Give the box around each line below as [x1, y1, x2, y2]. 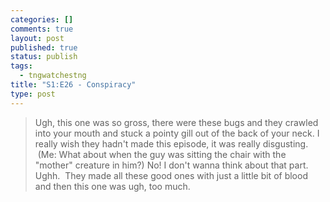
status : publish [10, 52, 78, 62]
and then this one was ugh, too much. [34, 180, 191, 192]
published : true [10, 42, 78, 53]
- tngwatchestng [19, 71, 87, 81]
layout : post [10, 33, 65, 43]
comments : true [10, 24, 74, 34]
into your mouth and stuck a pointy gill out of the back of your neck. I [34, 127, 320, 139]
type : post [10, 89, 56, 99]
